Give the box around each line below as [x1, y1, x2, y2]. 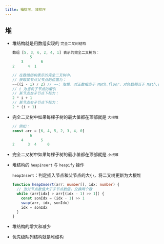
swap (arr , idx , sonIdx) [21, 200, 69, 205]
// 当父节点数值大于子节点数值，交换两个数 [17, 187, 93, 192]
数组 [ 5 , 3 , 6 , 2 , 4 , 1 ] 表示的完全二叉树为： [12, 50, 100, 55]
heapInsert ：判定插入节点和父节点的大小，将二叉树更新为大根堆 [12, 172, 142, 178]
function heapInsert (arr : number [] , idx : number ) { [12, 182, 120, 187]
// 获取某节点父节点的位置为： [12, 77, 66, 82]
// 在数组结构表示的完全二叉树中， [12, 73, 74, 77]
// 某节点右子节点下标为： [12, 100, 60, 105]
